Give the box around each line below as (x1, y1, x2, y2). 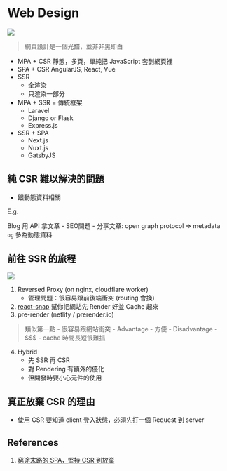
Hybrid (17, 347, 38, 356)
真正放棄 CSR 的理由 (7, 395, 96, 408)
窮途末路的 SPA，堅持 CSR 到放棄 (17, 456, 115, 465)
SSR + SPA (17, 128, 49, 137)
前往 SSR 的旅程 (7, 253, 76, 265)
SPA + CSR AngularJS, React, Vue (17, 65, 116, 73)
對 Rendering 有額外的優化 (27, 364, 105, 373)
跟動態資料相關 (17, 193, 61, 201)
